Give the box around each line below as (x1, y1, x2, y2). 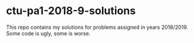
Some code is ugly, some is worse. (6, 29, 91, 37)
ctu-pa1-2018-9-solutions (6, 4, 136, 18)
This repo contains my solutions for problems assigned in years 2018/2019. (6, 24, 189, 31)
